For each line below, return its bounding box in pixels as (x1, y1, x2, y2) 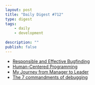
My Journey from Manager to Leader (12, 68, 89, 75)
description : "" (5, 40, 39, 45)
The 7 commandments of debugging (12, 74, 88, 80)
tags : (5, 21, 16, 26)
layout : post (5, 7, 32, 12)
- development (14, 30, 43, 35)
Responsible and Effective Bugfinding (12, 58, 90, 64)
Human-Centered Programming (12, 63, 78, 69)
